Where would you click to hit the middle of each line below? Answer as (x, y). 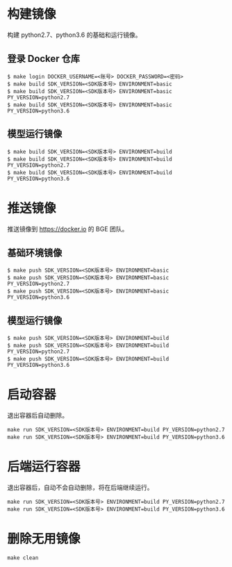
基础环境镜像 (35, 253)
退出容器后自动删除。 (38, 416)
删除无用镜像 (44, 539)
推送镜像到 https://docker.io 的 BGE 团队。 (68, 229)
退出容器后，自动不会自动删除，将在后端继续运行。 (80, 487)
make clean (23, 558)
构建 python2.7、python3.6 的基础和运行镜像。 (74, 35)
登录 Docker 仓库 (44, 59)
